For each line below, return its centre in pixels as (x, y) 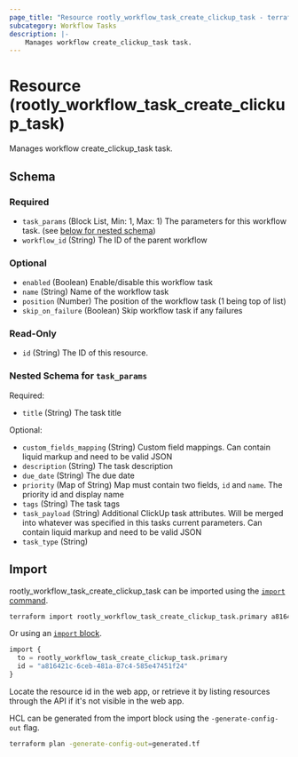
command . (29, 600)
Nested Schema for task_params (78, 376)
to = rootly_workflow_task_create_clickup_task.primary (122, 658)
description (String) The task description (97, 466)
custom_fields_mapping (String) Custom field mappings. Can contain (146, 447)
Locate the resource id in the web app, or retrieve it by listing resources (140, 691)
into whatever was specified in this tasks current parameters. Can (142, 522)
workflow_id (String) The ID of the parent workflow (115, 240)
